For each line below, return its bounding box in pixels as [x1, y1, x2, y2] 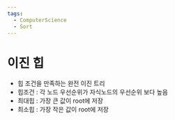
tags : [7, 10, 23, 17]
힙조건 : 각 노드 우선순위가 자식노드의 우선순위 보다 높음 [17, 88, 169, 96]
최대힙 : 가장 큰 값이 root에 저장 [17, 96, 103, 105]
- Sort [13, 23, 33, 30]
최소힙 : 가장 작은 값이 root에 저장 [17, 105, 109, 114]
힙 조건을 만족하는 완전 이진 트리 [17, 79, 105, 87]
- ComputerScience [13, 17, 68, 24]
